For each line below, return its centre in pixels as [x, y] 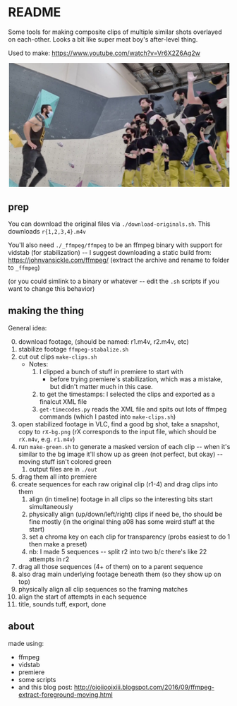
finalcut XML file [63, 401]
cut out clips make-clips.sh [57, 357]
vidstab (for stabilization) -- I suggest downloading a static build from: [110, 252]
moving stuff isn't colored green [65, 461]
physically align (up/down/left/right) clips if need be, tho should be [126, 514]
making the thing [46, 311]
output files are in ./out [63, 469]
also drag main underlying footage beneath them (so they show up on [120, 574]
